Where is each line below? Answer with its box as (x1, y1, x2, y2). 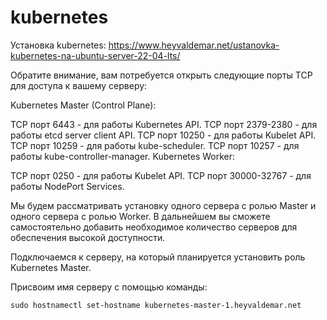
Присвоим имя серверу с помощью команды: (10, 281, 208, 293)
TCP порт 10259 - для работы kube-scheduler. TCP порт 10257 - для (10, 139, 300, 151)
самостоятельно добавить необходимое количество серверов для (10, 221, 298, 233)
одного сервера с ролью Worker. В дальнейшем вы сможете (10, 210, 271, 222)
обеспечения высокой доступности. (10, 231, 166, 243)
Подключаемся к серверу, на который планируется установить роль (10, 251, 306, 263)
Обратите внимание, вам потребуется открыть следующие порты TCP (10, 69, 313, 81)
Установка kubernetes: (10, 39, 107, 51)
